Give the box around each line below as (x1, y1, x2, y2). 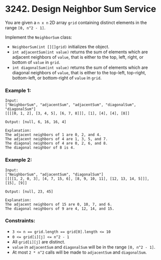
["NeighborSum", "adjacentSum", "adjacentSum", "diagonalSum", (5, 103, 137, 108)
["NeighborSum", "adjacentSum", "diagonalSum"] (5, 172, 104, 177)
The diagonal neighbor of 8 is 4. (5, 145, 76, 150)
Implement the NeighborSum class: (5, 34, 72, 40)
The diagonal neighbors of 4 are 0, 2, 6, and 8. (5, 141, 108, 146)
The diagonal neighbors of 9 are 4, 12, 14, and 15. (5, 206, 115, 211)
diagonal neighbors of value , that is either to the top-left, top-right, (12, 69, 146, 75)
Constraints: (5, 217, 36, 224)
